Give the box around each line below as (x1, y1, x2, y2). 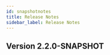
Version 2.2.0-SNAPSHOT (6, 41, 104, 51)
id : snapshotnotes (6, 8, 51, 15)
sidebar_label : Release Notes (6, 19, 81, 25)
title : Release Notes (6, 14, 59, 20)
